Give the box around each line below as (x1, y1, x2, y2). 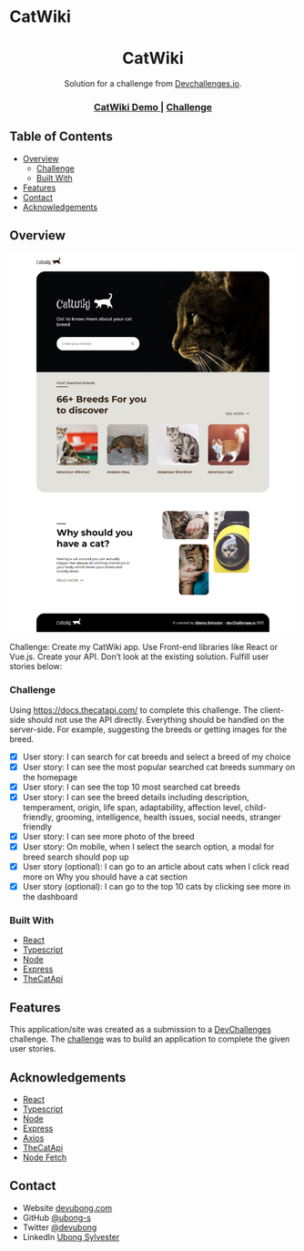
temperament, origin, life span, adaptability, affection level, (22, 801, 243, 812)
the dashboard (22, 891, 78, 902)
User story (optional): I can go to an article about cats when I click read (22, 860, 289, 871)
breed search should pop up (22, 851, 129, 862)
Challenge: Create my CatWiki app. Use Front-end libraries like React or (9, 642, 279, 653)
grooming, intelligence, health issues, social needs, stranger (56, 811, 282, 822)
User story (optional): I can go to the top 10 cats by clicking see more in (22, 881, 291, 892)
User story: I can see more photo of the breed (22, 830, 195, 841)
